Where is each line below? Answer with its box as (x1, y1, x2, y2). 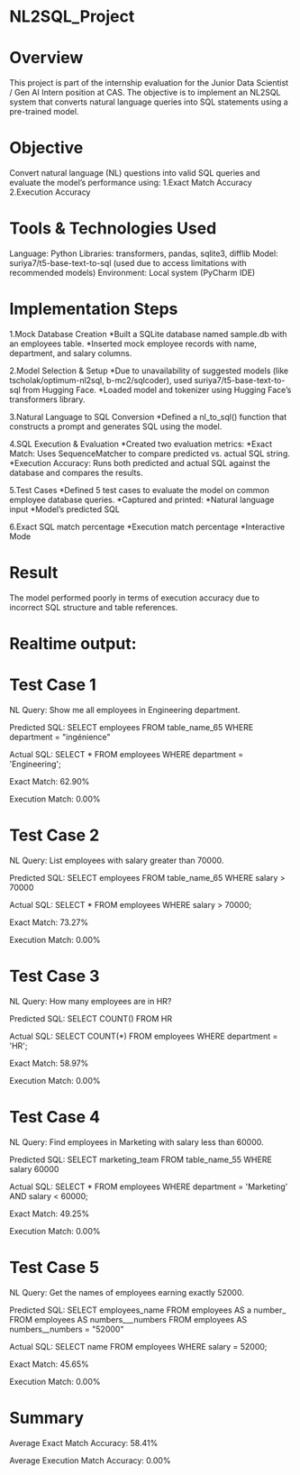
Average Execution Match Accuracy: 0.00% (9, 1454, 171, 1466)
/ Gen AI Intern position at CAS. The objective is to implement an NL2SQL (9, 87, 281, 98)
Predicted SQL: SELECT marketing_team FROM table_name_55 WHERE (9, 1154, 272, 1165)
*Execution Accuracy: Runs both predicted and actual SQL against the (9, 457, 270, 468)
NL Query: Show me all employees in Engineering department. (9, 705, 241, 715)
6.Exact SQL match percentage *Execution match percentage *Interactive (9, 521, 286, 532)
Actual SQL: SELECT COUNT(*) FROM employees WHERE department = (9, 1031, 278, 1041)
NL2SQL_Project (9, 6, 135, 27)
